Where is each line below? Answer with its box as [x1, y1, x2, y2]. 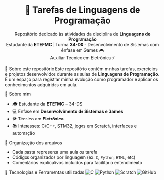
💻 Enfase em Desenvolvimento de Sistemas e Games [12, 108, 124, 114]
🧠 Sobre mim [5, 91, 31, 97]
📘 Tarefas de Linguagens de [24, 4, 141, 16]
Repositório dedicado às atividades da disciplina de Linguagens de [14, 31, 151, 37]
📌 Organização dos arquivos [5, 140, 62, 146]
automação [12, 130, 35, 136]
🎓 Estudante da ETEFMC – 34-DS [12, 101, 82, 107]
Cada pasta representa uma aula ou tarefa [12, 149, 98, 155]
